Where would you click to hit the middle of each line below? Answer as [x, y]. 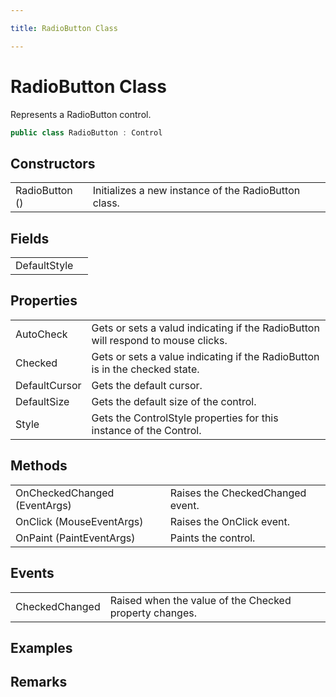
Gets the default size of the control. [174, 401]
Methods [39, 466]
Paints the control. [212, 538]
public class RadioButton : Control [86, 132]
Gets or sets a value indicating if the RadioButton [205, 356]
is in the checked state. [145, 369]
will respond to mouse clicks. [159, 340]
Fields [30, 238]
